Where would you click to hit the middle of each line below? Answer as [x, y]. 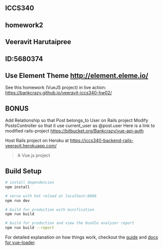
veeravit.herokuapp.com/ [31, 146]
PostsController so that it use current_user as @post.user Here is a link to [80, 125]
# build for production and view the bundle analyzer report [70, 223]
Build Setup [23, 171]
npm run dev [17, 200]
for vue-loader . [21, 242]
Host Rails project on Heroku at [37, 140]
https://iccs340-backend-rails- [102, 140]
